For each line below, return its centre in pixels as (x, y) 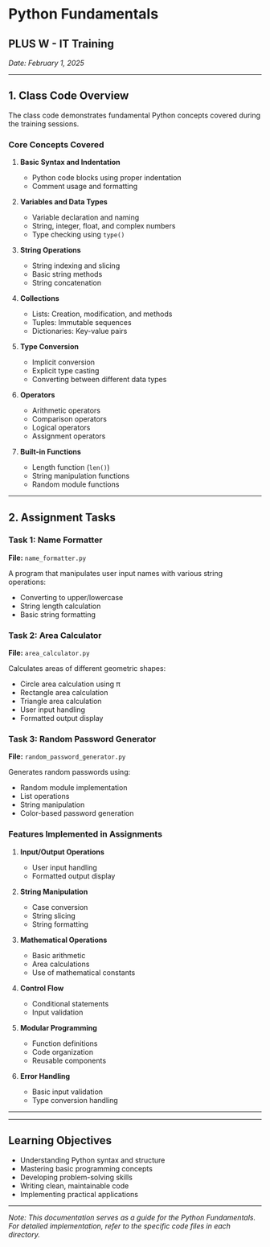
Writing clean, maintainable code (74, 1185)
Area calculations (61, 964)
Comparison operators (69, 419)
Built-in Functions (51, 452)
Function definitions (65, 1043)
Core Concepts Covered (56, 144)
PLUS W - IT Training (61, 44)
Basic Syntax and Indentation (70, 163)
